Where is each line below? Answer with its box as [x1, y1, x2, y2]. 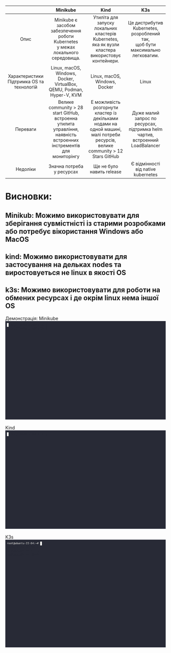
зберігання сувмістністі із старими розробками [5, 219, 166, 228]
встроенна [54, 116, 78, 122]
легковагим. [132, 52, 159, 58]
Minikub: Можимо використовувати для [5, 211, 139, 220]
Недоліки [15, 166, 36, 172]
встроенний [132, 137, 159, 143]
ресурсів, [95, 137, 116, 143]
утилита [57, 121, 75, 127]
